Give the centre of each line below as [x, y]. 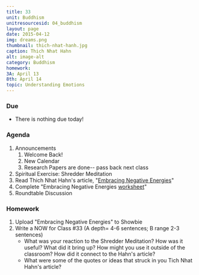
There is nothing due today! [49, 119]
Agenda [18, 135]
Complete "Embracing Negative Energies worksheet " [81, 186]
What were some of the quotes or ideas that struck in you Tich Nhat [108, 260]
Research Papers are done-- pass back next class [86, 167]
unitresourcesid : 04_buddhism [44, 23]
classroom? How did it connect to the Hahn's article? [90, 254]
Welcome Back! [43, 154]
